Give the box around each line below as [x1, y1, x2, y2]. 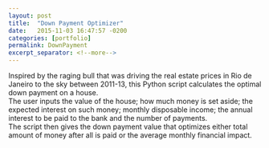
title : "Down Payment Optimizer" [8, 19, 124, 27]
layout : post [8, 11, 52, 20]
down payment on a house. [8, 88, 99, 97]
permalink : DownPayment [8, 42, 88, 50]
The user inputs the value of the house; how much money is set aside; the [8, 97, 253, 106]
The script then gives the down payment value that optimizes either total [8, 122, 248, 131]
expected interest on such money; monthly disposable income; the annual [8, 105, 253, 114]
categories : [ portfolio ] [8, 34, 92, 42]
